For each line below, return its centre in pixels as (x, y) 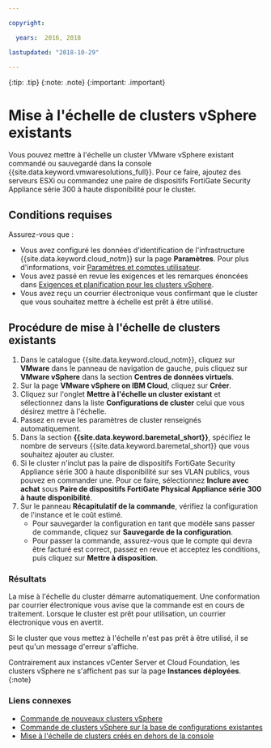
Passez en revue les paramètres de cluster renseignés (111, 419)
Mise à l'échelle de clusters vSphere (133, 115)
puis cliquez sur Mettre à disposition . (95, 557)
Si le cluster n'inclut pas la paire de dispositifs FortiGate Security (128, 462)
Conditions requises (61, 215)
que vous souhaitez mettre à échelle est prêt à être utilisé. (116, 302)
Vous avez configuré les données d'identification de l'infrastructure (132, 250)
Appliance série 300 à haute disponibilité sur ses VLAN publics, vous (135, 471)
